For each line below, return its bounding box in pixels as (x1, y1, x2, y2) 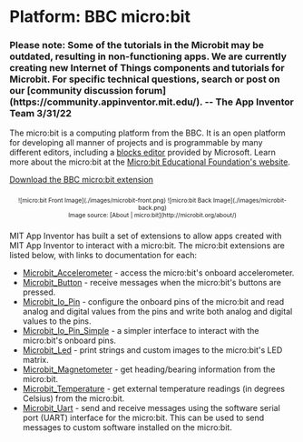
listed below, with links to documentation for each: (9, 250, 198, 261)
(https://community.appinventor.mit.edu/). (9, 95, 203, 108)
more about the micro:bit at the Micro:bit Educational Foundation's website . (9, 156, 291, 167)
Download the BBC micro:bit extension (9, 175, 154, 186)
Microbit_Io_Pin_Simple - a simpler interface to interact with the (22, 326, 259, 337)
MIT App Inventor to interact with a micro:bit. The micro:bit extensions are (9, 240, 286, 251)
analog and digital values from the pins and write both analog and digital (22, 306, 293, 317)
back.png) (137, 203, 168, 212)
